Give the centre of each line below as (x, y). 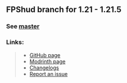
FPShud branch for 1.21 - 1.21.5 (64, 10)
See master (23, 26)
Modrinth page (48, 61)
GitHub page (45, 55)
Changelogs (44, 68)
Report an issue (48, 74)
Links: (15, 42)
